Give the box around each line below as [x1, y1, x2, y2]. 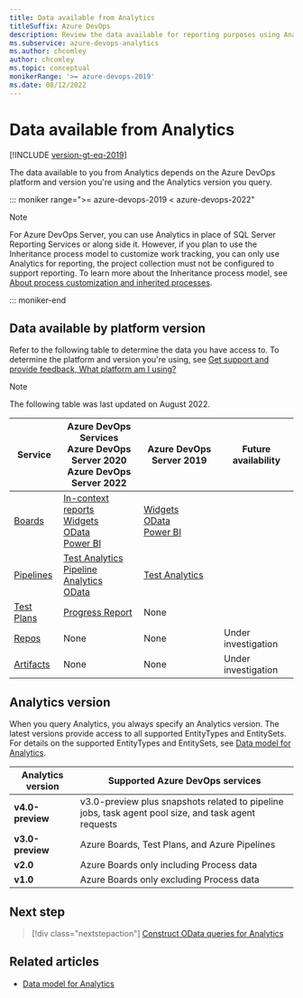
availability [232, 454, 281, 466]
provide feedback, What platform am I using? [9, 363, 177, 375]
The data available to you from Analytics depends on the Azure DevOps [9, 166, 276, 177]
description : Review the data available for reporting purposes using [9, 30, 280, 39]
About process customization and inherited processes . [9, 277, 213, 287]
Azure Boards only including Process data [79, 859, 258, 871]
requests [79, 818, 118, 831]
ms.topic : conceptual [9, 64, 91, 73]
